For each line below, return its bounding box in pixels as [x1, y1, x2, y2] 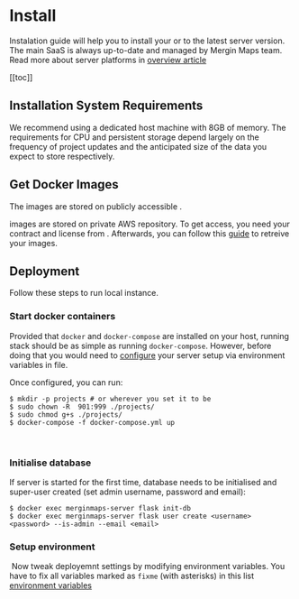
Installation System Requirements [9, 98, 204, 114]
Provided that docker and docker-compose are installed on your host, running [9, 330, 290, 341]
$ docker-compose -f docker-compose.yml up [9, 418, 176, 427]
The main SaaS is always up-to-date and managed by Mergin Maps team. [9, 44, 283, 55]
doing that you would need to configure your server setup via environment [9, 349, 285, 361]
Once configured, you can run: [9, 376, 123, 388]
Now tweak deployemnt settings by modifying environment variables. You [11, 561, 285, 572]
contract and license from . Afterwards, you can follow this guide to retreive [9, 227, 290, 239]
